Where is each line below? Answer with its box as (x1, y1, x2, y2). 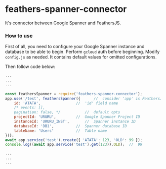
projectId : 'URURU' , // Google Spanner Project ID (14, 114, 140, 119)
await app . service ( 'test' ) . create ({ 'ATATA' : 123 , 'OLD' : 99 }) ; (5, 137, 143, 142)
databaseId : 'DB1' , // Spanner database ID (14, 123, 127, 128)
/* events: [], (14, 105, 45, 110)
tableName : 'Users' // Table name (14, 128, 107, 133)
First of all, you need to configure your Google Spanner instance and (5, 44, 145, 50)
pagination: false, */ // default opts (14, 110, 121, 115)
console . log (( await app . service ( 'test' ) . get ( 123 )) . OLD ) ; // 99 (5, 142, 143, 147)
